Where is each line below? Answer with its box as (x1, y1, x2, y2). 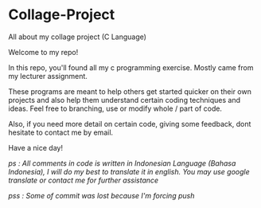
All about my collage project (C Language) (8, 32, 147, 41)
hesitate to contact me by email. (8, 128, 114, 137)
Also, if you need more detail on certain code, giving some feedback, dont (8, 119, 251, 128)
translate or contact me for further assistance (8, 175, 159, 185)
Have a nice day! (8, 143, 64, 152)
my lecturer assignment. (8, 71, 88, 80)
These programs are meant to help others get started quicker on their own (8, 86, 252, 96)
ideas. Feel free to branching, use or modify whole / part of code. (8, 104, 223, 113)
